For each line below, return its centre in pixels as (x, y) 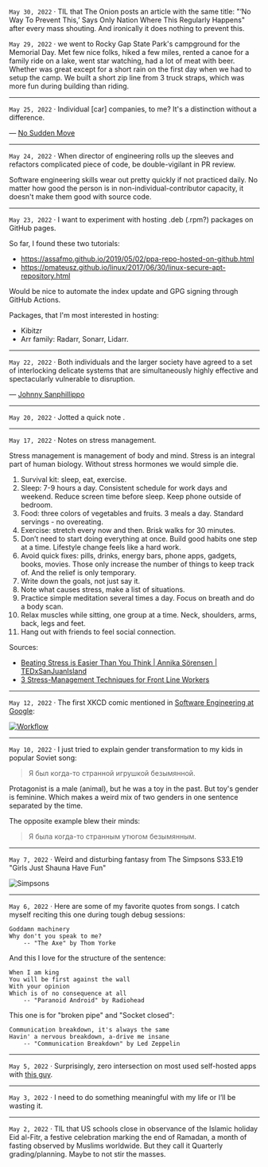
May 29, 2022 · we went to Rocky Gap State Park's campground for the (125, 44)
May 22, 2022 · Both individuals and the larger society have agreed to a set (131, 362)
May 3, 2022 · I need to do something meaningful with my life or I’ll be (122, 1097)
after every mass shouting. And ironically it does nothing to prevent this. (127, 28)
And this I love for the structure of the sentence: (87, 958)
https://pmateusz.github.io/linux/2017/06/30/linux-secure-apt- (123, 267)
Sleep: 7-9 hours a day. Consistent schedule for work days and (124, 488)
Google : (22, 711)
